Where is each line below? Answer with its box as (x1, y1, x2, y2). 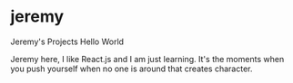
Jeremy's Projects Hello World (10, 36, 125, 47)
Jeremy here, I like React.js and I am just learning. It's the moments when (10, 53, 285, 64)
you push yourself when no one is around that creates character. (10, 63, 253, 74)
